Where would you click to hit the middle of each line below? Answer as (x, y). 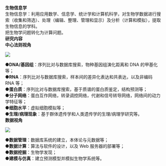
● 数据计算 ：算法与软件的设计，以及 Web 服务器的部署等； (65, 146)
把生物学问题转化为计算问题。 (35, 32)
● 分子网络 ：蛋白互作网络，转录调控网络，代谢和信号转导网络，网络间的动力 (83, 95)
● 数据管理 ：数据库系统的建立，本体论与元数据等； (57, 140)
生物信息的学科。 (22, 26)
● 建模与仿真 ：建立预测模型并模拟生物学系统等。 (55, 158)
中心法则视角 (18, 45)
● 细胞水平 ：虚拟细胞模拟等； (35, 108)
